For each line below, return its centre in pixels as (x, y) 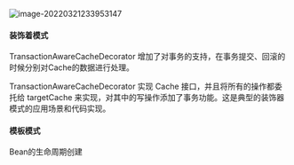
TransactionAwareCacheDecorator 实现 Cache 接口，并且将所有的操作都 (142, 86)
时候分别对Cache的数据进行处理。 (72, 67)
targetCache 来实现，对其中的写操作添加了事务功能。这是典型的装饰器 (155, 98)
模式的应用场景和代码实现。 (60, 109)
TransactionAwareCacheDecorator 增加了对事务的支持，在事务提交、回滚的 (147, 57)
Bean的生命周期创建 (46, 152)
